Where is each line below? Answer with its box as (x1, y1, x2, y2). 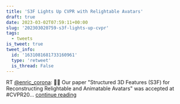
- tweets (11, 36, 33, 41)
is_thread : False (11, 63, 54, 69)
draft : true (6, 14, 35, 20)
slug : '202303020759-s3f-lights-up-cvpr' (6, 25, 109, 31)
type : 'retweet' (11, 57, 51, 63)
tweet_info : (6, 47, 35, 53)
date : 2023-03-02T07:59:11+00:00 (6, 19, 88, 25)
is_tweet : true (6, 41, 44, 47)
